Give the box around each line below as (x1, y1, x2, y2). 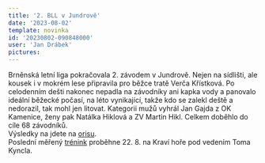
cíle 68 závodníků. (8, 120, 68, 130)
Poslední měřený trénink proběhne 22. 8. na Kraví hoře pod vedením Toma (8, 138, 251, 146)
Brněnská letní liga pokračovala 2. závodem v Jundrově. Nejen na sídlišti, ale (8, 70, 258, 79)
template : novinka (8, 26, 69, 34)
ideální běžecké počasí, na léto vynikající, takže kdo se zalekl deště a (8, 96, 233, 104)
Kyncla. (8, 146, 33, 155)
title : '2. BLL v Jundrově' (8, 11, 101, 20)
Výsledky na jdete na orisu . (8, 129, 97, 138)
